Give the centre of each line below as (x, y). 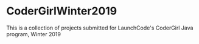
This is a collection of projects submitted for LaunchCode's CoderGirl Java (100, 28)
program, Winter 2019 (33, 34)
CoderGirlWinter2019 (62, 11)
